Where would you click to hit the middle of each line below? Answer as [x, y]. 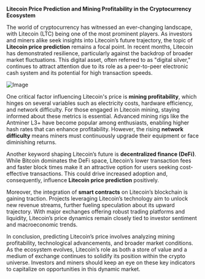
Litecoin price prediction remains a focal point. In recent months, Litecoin [100, 47]
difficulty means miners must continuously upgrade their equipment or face [103, 136]
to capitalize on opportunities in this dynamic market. [73, 269]
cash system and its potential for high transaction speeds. [79, 73]
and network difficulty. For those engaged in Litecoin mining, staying [93, 109]
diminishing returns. [32, 142]
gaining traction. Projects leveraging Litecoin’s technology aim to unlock [97, 198]
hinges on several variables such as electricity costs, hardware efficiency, [100, 103]
